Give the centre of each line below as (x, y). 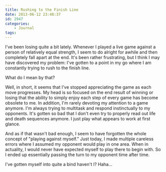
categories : (17, 24)
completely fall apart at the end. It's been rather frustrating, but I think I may (83, 57)
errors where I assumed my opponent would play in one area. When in (77, 144)
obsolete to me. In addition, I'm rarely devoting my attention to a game (77, 103)
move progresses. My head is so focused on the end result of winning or (79, 92)
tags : (11, 33)
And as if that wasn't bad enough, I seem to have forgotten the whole (76, 134)
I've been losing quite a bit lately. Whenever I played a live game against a (81, 47)
